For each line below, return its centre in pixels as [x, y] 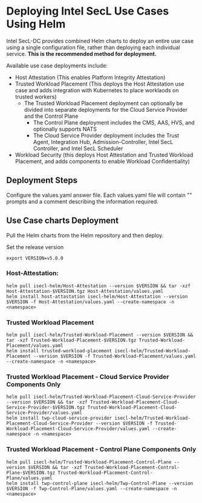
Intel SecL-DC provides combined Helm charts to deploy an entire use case [100, 41]
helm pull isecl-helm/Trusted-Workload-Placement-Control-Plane [89, 462]
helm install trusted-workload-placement [59, 351]
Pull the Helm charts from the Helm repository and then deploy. [85, 235]
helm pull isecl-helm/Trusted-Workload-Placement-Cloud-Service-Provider [101, 397]
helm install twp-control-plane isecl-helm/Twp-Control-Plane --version [100, 483]
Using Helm [36, 24]
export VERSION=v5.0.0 [35, 258]
